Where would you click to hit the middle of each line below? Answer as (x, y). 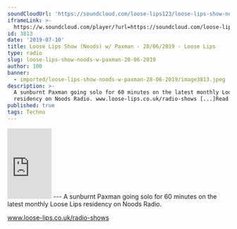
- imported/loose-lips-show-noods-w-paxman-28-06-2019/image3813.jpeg (120, 79)
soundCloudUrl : (30, 14)
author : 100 (25, 66)
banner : (19, 73)
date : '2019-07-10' (36, 40)
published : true (31, 106)
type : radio (25, 54)
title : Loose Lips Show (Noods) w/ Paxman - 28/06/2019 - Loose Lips (112, 47)
